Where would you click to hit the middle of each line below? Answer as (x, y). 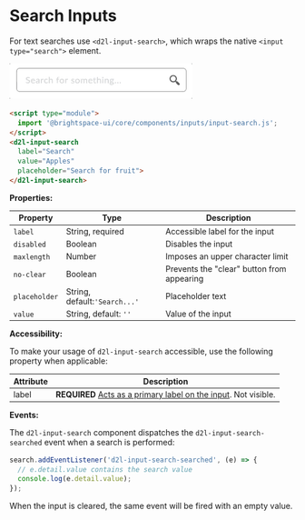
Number (81, 256)
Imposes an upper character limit (226, 256)
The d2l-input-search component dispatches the (101, 432)
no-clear (30, 275)
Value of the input (198, 314)
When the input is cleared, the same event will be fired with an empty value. (151, 506)
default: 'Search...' (103, 301)
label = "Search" (46, 152)
